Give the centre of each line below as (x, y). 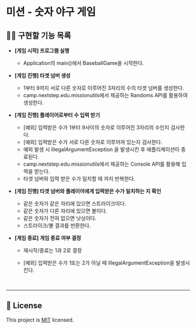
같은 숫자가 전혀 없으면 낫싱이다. (60, 218)
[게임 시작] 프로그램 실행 (42, 51)
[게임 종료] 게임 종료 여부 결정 (48, 238)
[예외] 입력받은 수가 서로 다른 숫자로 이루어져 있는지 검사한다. (93, 142)
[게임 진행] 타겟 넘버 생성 (43, 76)
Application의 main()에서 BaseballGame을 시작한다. (83, 63)
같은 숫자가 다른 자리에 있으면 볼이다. (65, 211)
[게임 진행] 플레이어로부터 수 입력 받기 (57, 115)
